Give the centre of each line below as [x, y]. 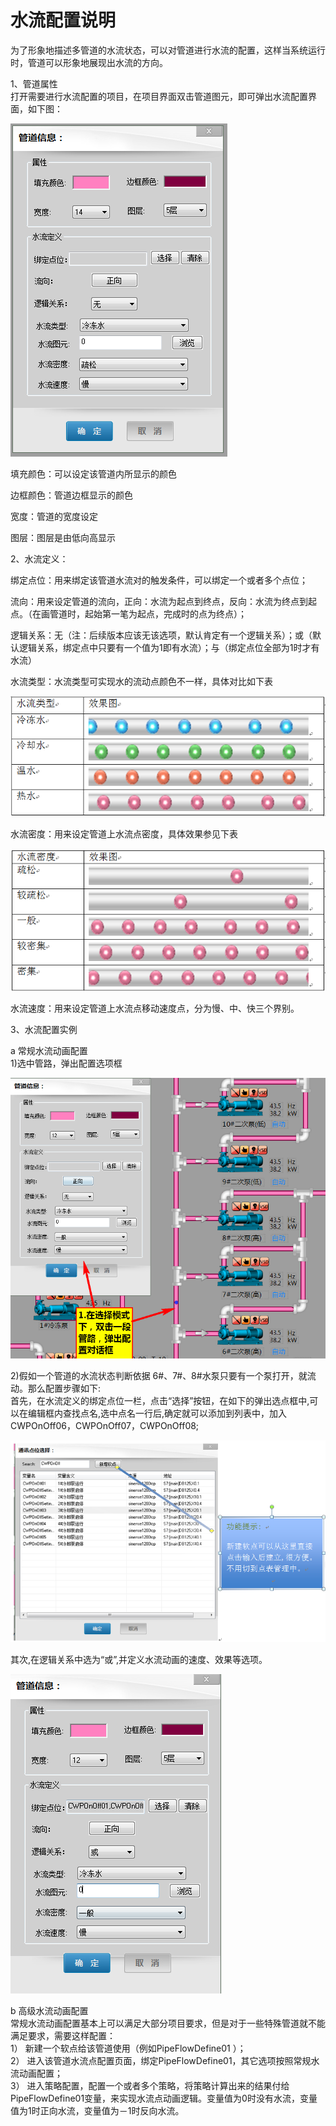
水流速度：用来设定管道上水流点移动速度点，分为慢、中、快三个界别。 [155, 1008]
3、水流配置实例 [44, 1029]
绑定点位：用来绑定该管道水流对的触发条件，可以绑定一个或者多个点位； [159, 580]
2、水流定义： [39, 558]
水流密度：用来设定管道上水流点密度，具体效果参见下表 [124, 834]
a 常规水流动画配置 [49, 1050]
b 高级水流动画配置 [49, 2011]
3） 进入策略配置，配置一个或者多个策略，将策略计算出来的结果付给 [150, 2086]
